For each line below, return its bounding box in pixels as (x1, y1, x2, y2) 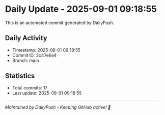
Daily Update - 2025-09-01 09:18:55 (5, 3, 157, 15)
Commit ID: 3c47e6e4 (12, 52, 57, 58)
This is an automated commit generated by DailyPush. (5, 20, 114, 26)
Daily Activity (5, 34, 48, 42)
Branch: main (12, 57, 39, 63)
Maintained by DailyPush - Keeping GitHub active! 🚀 (5, 104, 111, 110)
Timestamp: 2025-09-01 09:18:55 (12, 47, 81, 53)
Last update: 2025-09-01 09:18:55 (12, 90, 82, 96)
